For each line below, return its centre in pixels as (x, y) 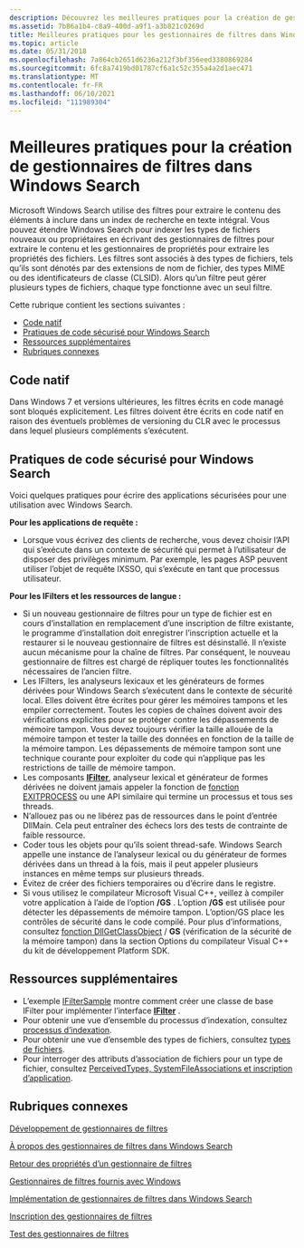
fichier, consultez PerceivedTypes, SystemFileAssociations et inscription (157, 1068)
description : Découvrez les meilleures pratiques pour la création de (145, 18)
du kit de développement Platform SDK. (96, 950)
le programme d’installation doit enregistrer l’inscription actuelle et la (150, 633)
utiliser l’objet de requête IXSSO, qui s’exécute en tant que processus (151, 568)
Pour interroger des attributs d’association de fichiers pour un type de (152, 1059)
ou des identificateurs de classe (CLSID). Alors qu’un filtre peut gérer (138, 278)
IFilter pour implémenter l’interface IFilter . (101, 1011)
